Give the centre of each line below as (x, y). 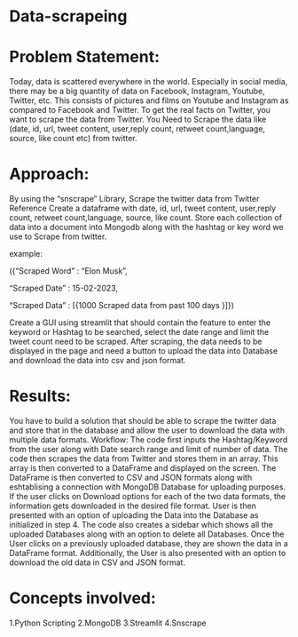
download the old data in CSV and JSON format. (98, 562)
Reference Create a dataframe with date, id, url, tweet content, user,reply (143, 208)
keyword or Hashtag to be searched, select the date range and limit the (139, 332)
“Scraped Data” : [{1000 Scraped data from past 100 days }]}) (122, 306)
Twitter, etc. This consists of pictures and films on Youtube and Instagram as (149, 100)
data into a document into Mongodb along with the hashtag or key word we (146, 227)
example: (26, 254)
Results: (40, 396)
